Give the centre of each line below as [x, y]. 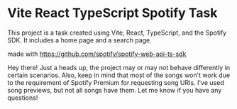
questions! [23, 98]
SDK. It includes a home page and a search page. [80, 40]
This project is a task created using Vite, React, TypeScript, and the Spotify [117, 33]
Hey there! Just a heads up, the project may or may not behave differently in [119, 67]
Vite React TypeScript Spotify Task [112, 13]
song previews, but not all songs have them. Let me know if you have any [115, 90]
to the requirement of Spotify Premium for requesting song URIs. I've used [116, 82]
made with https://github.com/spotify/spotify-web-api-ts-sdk [97, 54]
